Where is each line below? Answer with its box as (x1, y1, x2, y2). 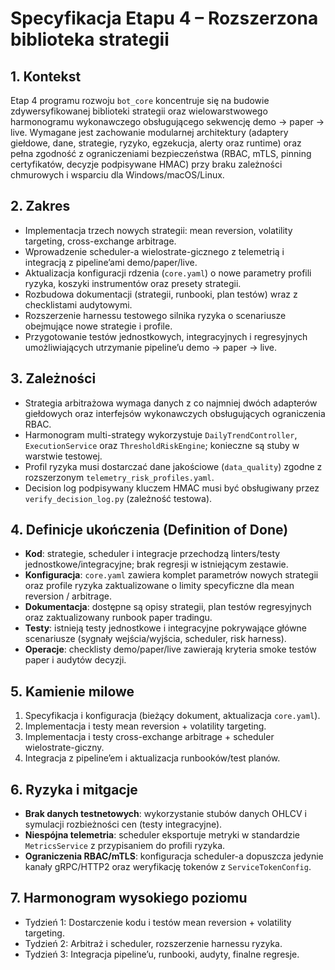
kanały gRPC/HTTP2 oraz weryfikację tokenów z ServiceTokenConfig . (24, 861, 312, 873)
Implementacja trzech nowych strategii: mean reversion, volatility (24, 224, 293, 236)
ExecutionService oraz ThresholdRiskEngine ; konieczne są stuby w (24, 439, 300, 451)
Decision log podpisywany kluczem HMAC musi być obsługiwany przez (24, 482, 320, 494)
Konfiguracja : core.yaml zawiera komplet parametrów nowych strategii (24, 569, 319, 581)
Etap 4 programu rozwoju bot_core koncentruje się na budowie (10, 95, 270, 106)
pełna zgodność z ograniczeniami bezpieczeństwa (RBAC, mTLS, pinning (10, 148, 312, 159)
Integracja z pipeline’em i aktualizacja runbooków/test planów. (24, 752, 281, 764)
